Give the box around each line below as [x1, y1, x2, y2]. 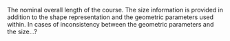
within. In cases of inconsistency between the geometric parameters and [7, 20, 214, 28]
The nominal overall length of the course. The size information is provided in [7, 6, 224, 14]
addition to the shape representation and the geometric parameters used [7, 13, 214, 21]
